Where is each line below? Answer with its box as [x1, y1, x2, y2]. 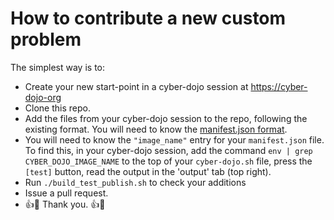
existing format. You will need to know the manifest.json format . [24, 123, 288, 135]
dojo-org [24, 91, 62, 103]
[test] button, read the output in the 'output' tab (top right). [24, 165, 272, 177]
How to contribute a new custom [10, 7, 287, 30]
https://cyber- [250, 80, 308, 92]
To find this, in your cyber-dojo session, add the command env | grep [24, 144, 313, 156]
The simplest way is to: [10, 61, 105, 73]
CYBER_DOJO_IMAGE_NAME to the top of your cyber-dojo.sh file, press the [24, 155, 313, 167]
